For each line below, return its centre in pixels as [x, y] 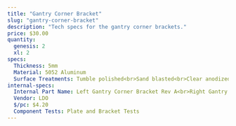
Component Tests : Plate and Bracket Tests [77, 111]
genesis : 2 [29, 46]
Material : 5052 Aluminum [50, 72]
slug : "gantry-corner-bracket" [53, 20]
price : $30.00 [28, 33]
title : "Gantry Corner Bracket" [54, 14]
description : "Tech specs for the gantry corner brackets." [97, 27]
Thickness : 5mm [36, 66]
